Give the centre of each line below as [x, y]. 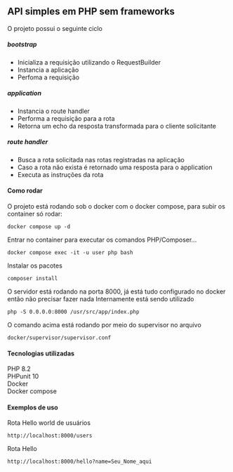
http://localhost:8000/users [50, 436]
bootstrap [22, 44]
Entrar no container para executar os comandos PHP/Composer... [102, 240]
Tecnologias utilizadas [41, 353]
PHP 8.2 [19, 369]
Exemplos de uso [33, 407]
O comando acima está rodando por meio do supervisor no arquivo [104, 324]
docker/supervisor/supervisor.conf [59, 337]
